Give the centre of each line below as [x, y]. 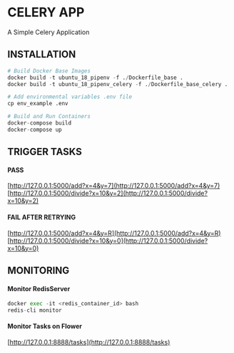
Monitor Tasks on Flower [45, 326]
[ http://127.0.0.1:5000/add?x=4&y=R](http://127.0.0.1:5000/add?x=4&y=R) [114, 233]
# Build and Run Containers [49, 117]
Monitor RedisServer [39, 288]
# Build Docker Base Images [49, 71]
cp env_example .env [38, 104]
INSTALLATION [42, 54]
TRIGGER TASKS [45, 152]
